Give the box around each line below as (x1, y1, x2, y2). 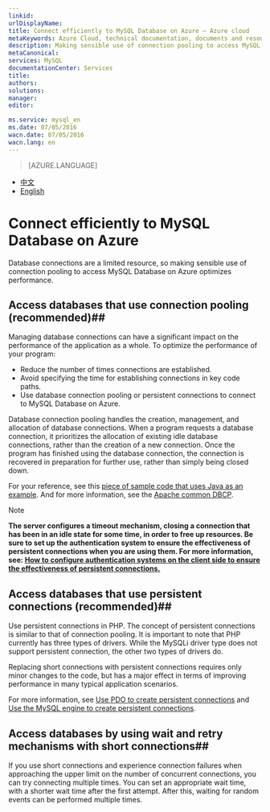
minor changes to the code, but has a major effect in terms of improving (8, 671, 247, 680)
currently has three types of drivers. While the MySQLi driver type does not (8, 638, 258, 648)
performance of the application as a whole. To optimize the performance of (8, 341, 258, 351)
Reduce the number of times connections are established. (19, 365, 212, 375)
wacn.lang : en (8, 138, 56, 146)
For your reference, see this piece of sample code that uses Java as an (8, 482, 243, 491)
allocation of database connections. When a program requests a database (8, 423, 254, 433)
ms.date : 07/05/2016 (8, 124, 78, 132)
